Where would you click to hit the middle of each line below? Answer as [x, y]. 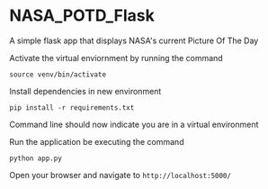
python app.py [36, 158]
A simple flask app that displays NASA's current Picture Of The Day [134, 40]
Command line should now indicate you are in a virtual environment [134, 124]
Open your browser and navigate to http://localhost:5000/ [121, 175]
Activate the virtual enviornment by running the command [116, 58]
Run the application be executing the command [97, 141]
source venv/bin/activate [58, 74]
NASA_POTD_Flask [82, 16]
